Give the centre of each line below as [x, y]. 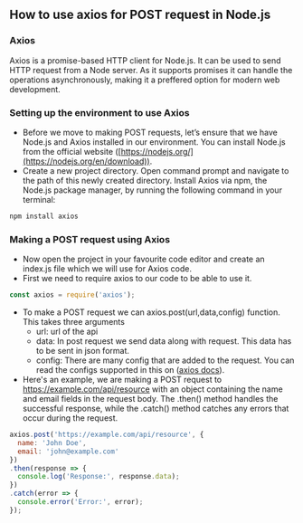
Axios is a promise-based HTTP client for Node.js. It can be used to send [146, 60]
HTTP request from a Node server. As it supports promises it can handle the [151, 70]
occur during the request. [70, 418]
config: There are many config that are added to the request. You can [165, 360]
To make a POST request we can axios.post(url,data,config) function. [151, 312]
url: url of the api [67, 332]
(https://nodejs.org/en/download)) [86, 161]
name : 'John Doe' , [52, 442]
